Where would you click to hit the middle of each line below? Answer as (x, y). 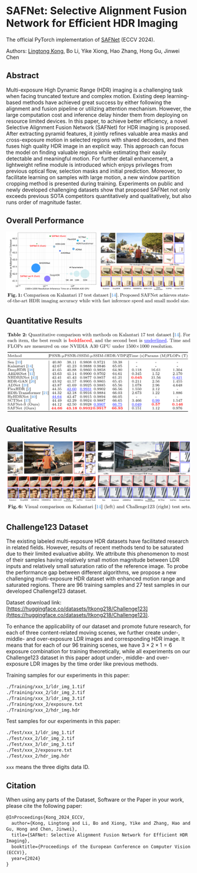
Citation (21, 785)
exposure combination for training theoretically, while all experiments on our (98, 652)
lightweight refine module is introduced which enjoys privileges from (89, 164)
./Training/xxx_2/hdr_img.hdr (43, 710)
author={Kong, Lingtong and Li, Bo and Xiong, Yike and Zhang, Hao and (101, 824)
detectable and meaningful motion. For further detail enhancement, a (90, 158)
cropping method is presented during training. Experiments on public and (95, 183)
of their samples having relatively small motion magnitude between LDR (93, 560)
